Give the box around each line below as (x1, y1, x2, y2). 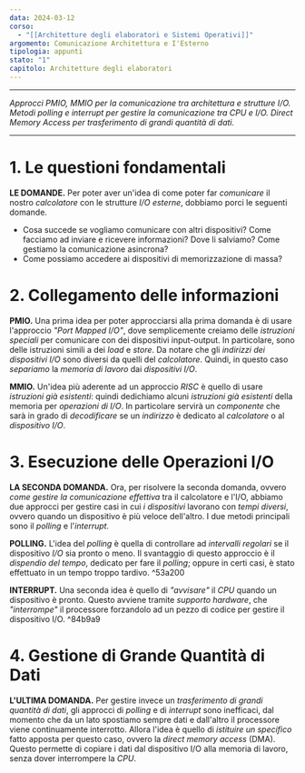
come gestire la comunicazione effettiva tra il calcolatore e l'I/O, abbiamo (9, 491, 283, 502)
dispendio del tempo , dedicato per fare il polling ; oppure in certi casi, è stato (9, 557, 295, 568)
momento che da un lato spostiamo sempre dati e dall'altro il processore (9, 714, 280, 725)
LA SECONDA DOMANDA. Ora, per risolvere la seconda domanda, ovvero (9, 481, 287, 492)
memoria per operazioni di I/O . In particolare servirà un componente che (9, 400, 280, 411)
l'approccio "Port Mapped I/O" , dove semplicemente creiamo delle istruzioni (9, 325, 295, 336)
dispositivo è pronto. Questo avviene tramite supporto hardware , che (9, 594, 268, 605)
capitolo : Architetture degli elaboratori (9, 65, 172, 74)
